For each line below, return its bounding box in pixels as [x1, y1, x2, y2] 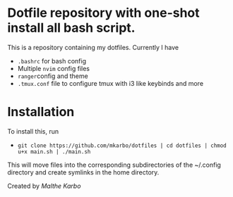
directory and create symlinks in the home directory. [7, 167, 160, 177]
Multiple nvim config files [17, 64, 90, 72]
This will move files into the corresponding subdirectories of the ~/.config [7, 160, 221, 169]
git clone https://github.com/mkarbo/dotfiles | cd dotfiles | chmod [17, 142, 227, 149]
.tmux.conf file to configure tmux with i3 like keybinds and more [17, 79, 203, 87]
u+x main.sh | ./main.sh [17, 148, 91, 155]
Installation [7, 104, 75, 120]
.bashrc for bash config [17, 56, 87, 65]
